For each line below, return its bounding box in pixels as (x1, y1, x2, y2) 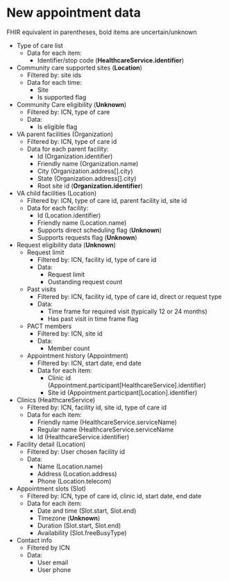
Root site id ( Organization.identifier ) (37, 181, 143, 190)
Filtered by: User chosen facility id (26, 447, 126, 456)
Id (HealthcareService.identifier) (37, 432, 130, 441)
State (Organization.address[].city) (37, 174, 137, 182)
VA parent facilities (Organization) (16, 130, 114, 138)
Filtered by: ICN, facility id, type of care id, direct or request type (37, 292, 223, 300)
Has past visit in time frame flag (47, 314, 139, 322)
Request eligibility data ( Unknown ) (16, 240, 116, 249)
